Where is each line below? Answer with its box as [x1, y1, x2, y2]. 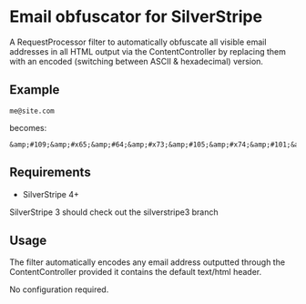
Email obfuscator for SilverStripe [9, 6, 262, 27]
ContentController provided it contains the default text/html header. [9, 267, 262, 278]
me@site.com [9, 106, 55, 116]
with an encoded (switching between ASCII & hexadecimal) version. [9, 56, 264, 66]
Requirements [9, 165, 91, 180]
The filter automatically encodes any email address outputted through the [9, 257, 285, 268]
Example [9, 82, 60, 97]
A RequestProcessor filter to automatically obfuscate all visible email [9, 36, 267, 47]
